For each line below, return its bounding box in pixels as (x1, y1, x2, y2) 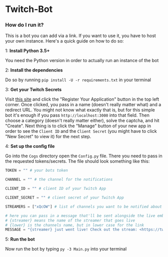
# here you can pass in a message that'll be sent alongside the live (5, 213, 155, 218)
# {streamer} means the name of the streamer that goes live (5, 218, 135, 223)
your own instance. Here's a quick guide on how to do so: (5, 38, 124, 44)
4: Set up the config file (5, 143, 55, 149)
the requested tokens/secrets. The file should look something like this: (5, 158, 150, 164)
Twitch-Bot (5, 4, 53, 15)
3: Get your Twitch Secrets (5, 87, 62, 93)
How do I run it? (5, 22, 44, 29)
